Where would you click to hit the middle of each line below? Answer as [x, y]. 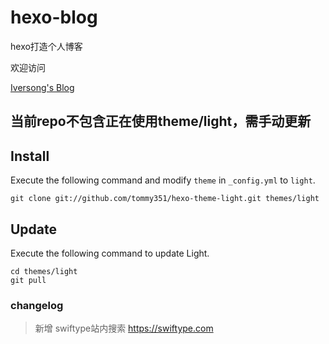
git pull [28, 280]
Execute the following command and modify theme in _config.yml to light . [163, 180]
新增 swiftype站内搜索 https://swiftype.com [124, 328]
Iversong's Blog [42, 87]
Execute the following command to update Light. [110, 253]
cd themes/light [44, 271]
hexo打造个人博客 [46, 46]
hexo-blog [54, 17]
